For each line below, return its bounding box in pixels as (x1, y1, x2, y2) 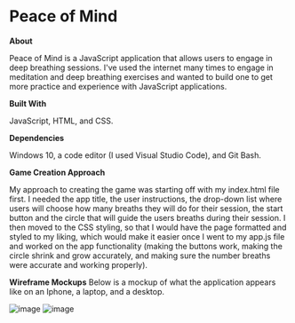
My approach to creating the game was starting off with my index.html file (9, 184, 280, 194)
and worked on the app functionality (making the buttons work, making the (9, 240, 283, 251)
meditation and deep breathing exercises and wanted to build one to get (9, 71, 274, 82)
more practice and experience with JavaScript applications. (9, 81, 227, 91)
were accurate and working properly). (9, 259, 148, 270)
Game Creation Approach (9, 167, 106, 177)
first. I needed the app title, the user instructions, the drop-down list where (9, 193, 283, 204)
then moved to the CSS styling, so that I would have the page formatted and (9, 222, 287, 232)
